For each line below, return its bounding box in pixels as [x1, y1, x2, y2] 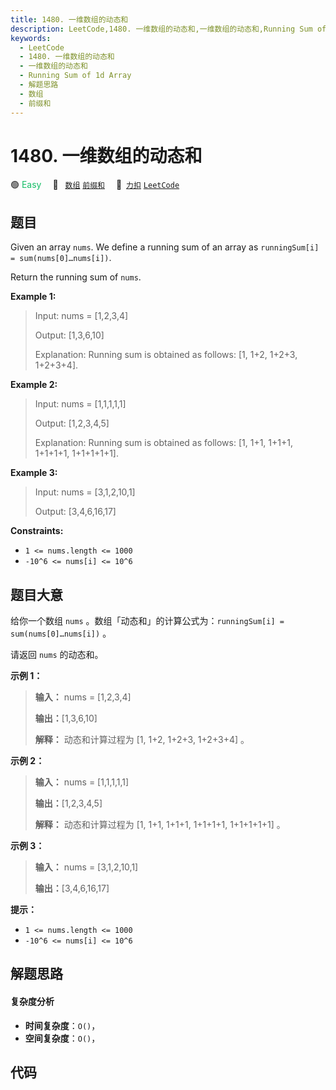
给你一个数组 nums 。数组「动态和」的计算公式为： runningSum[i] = [10, 615, 285, 627]
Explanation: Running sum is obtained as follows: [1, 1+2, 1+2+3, [34, 349, 298, 361]
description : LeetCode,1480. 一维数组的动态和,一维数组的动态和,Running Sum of [10, 24, 327, 34]
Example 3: [10, 467, 58, 479]
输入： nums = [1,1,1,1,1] [34, 776, 130, 788]
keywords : [10, 33, 52, 43]
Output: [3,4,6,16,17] [34, 506, 117, 518]
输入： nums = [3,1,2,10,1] [34, 861, 139, 873]
